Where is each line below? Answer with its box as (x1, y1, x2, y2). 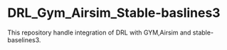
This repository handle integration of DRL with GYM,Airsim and (7, 28, 191, 37)
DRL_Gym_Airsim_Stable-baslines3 (7, 5, 221, 21)
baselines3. (7, 35, 41, 44)
